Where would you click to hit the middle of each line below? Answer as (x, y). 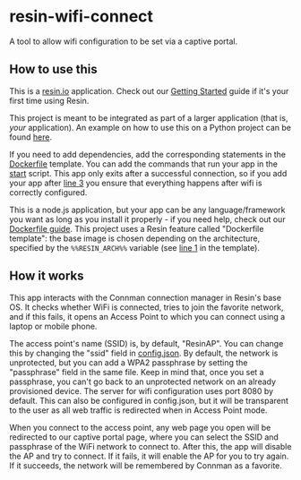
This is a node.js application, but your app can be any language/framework (147, 210)
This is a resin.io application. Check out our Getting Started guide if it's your (149, 90)
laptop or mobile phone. (53, 326)
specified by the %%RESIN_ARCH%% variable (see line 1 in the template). (134, 247)
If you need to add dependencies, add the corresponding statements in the (148, 154)
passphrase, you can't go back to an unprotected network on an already (142, 381)
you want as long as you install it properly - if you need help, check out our (147, 219)
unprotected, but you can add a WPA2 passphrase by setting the (129, 362)
